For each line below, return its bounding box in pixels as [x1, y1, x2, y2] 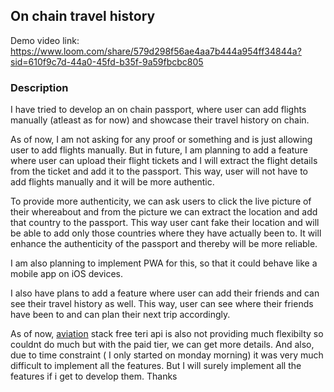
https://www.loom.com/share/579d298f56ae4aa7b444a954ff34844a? [10, 45, 302, 57]
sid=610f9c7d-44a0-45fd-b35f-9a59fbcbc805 [10, 55, 204, 68]
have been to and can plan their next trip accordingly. [10, 309, 231, 321]
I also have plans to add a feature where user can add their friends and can [10, 287, 320, 299]
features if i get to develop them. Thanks [10, 370, 178, 383]
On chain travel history [10, 8, 156, 25]
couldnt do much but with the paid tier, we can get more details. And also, [10, 339, 315, 351]
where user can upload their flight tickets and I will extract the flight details [10, 155, 318, 167]
